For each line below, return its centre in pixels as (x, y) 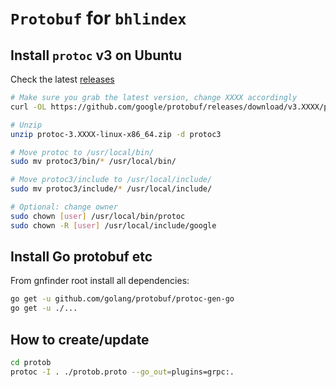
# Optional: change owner (64, 207)
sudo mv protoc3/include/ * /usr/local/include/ (111, 189)
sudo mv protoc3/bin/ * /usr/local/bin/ (93, 162)
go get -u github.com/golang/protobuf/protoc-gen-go (122, 299)
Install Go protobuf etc (81, 257)
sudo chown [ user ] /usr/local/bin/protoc (98, 216)
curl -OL (28, 107)
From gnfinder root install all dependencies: (100, 281)
